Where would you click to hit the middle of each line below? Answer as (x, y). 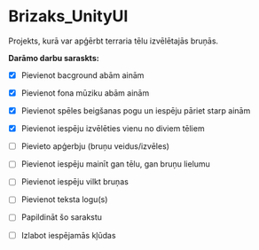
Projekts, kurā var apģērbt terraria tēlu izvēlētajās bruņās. (114, 41)
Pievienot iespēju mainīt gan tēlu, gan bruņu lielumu (115, 164)
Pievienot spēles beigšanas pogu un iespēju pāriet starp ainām (136, 111)
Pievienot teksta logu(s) (64, 199)
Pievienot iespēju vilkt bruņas (75, 182)
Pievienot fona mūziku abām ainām (85, 93)
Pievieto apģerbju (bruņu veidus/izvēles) (95, 146)
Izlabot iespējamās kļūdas (68, 235)
